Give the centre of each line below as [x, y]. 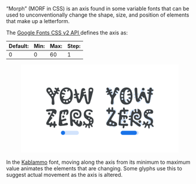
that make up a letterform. [38, 21]
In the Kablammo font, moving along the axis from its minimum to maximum [98, 162]
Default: [19, 46]
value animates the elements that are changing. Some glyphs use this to [94, 169]
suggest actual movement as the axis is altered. [64, 175]
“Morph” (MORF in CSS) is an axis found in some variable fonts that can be [98, 9]
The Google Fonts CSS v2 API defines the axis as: [67, 33]
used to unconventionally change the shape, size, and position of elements [98, 15]
